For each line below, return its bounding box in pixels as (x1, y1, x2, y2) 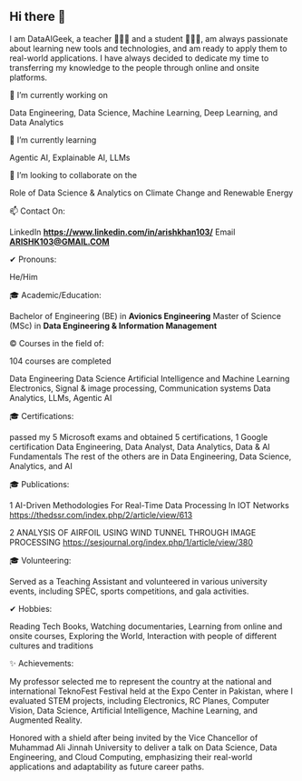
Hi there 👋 (9, 9, 66, 25)
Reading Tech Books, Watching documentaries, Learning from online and (9, 620, 283, 632)
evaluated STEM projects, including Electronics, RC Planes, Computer (9, 695, 270, 706)
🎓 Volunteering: (9, 555, 72, 566)
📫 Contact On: (9, 205, 65, 216)
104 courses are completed (9, 355, 112, 366)
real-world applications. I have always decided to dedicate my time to (9, 52, 269, 64)
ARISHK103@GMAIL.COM (9, 235, 111, 246)
